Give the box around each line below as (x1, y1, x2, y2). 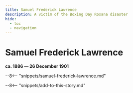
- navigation (9, 26, 37, 31)
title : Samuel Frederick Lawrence (5, 7, 77, 12)
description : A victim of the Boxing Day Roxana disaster (5, 12, 128, 17)
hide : (5, 16, 16, 21)
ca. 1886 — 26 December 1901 (5, 63, 69, 69)
